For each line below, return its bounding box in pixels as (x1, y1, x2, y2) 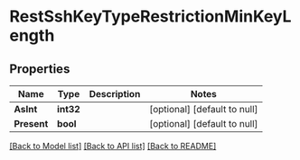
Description (89, 88, 141, 100)
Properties (9, 61, 70, 76)
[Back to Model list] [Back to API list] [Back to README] (9, 141, 217, 151)
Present (14, 118, 49, 129)
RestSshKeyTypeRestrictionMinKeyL (9, 6, 292, 27)
